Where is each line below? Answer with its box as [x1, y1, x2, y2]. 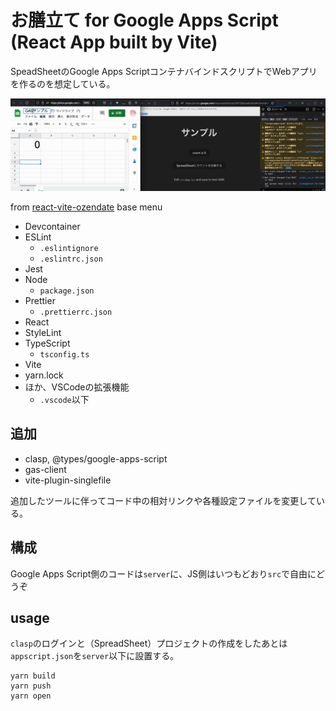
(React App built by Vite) [10, 31, 218, 54]
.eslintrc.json [39, 254, 103, 264]
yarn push [10, 681, 52, 691]
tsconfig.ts [39, 349, 90, 360]
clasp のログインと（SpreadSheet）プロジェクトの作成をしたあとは [10, 637, 288, 650]
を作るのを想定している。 [10, 77, 116, 90]
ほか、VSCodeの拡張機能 [24, 381, 130, 393]
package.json [39, 286, 95, 296]
